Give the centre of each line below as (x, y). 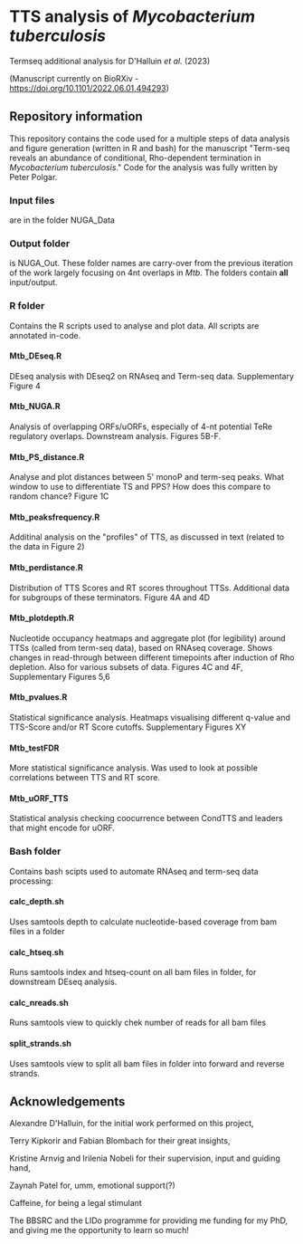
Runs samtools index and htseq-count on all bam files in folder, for (133, 972)
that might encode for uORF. (62, 828)
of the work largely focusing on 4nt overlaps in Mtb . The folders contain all (149, 273)
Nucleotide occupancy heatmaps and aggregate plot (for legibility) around (148, 638)
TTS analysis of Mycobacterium (133, 17)
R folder (27, 306)
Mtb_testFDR (34, 748)
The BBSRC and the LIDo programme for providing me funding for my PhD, (148, 1220)
